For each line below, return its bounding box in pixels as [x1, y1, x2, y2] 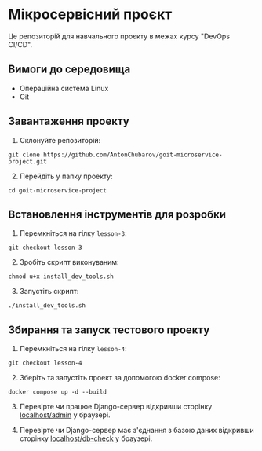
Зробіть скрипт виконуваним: [19, 258, 119, 267]
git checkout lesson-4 [8, 359, 82, 367]
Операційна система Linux [19, 83, 109, 93]
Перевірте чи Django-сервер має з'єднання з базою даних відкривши [19, 426, 255, 435]
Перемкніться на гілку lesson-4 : [19, 344, 127, 354]
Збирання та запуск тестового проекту [8, 323, 210, 336]
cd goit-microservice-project [8, 186, 107, 194]
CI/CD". [8, 39, 33, 49]
